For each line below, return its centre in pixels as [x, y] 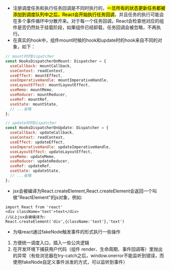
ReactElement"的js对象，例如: [51, 197]
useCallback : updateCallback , [42, 133]
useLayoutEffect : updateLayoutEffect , [51, 152]
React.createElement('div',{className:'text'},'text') [65, 221]
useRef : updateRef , [31, 166]
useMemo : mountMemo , [32, 90]
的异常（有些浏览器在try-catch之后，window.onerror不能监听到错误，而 [88, 255]
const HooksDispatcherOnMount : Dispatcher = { [56, 61]
